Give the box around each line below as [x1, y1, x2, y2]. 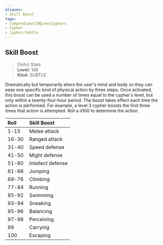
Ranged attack [29, 136, 63, 142]
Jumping [29, 168, 50, 175]
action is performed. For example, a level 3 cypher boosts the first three [5, 102, 151, 108]
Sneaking [29, 200, 51, 207]
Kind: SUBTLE [17, 72, 47, 78]
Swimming [29, 192, 54, 199]
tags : [5, 16, 16, 21]
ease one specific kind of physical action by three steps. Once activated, [5, 87, 152, 93]
